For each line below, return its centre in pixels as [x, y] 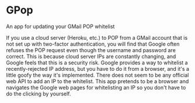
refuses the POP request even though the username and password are [91, 50]
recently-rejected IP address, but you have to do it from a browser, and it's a [98, 68]
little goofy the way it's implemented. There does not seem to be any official [97, 75]
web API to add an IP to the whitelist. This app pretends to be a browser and [97, 81]
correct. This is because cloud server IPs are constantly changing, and [91, 56]
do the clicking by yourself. [39, 94]
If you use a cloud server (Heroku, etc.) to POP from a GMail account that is [97, 37]
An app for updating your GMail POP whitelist [60, 26]
